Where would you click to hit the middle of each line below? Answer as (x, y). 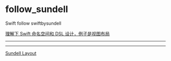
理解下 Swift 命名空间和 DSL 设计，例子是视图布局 (58, 33)
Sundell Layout (21, 53)
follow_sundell (37, 9)
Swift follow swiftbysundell (33, 23)
